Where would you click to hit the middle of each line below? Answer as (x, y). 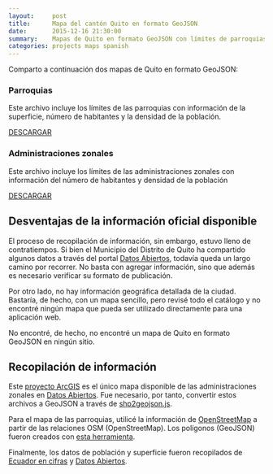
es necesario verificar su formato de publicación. (91, 275)
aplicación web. (35, 317)
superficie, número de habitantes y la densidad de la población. (115, 117)
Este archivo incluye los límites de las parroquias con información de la (127, 108)
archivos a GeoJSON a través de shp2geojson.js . (91, 404)
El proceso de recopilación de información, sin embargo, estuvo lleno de (130, 241)
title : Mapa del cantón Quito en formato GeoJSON (103, 24)
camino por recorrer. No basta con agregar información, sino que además (132, 267)
